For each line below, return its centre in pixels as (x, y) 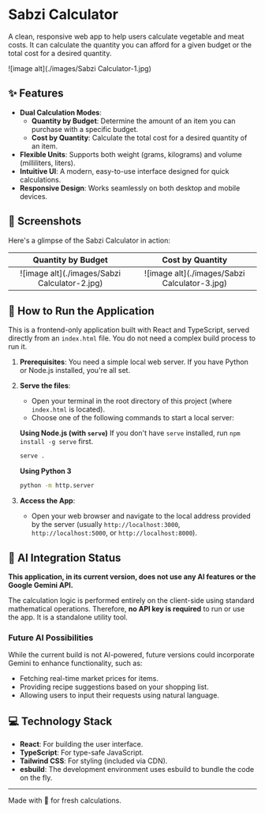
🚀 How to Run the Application (82, 311)
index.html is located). (68, 409)
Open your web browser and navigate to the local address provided (141, 516)
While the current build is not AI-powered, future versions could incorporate (131, 655)
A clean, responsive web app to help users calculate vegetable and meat (126, 36)
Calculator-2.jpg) (71, 283)
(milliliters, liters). (47, 163)
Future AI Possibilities (51, 638)
